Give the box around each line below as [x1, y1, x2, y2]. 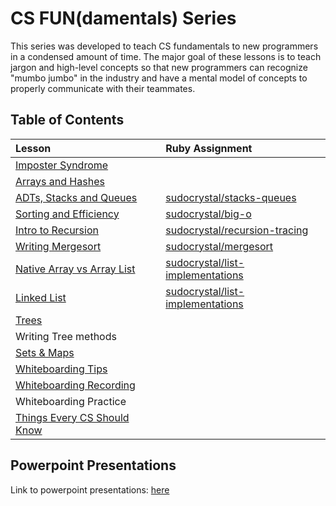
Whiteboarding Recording [15, 378, 136, 392]
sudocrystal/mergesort [165, 239, 274, 253]
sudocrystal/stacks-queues [165, 190, 297, 204]
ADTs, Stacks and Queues [15, 190, 138, 204]
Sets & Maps [15, 345, 75, 359]
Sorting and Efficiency [15, 207, 120, 221]
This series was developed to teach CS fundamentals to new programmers [10, 40, 319, 52]
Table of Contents [10, 112, 125, 129]
